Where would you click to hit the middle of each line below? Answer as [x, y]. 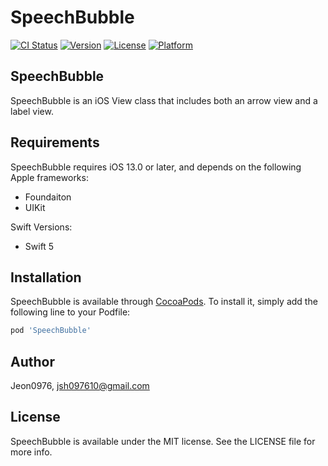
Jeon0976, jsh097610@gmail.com [80, 386]
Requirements [55, 142]
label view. [32, 111]
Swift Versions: [41, 227]
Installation [46, 277]
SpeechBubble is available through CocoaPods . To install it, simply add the [164, 302]
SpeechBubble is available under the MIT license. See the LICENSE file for [163, 441]
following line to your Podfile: [70, 312]
